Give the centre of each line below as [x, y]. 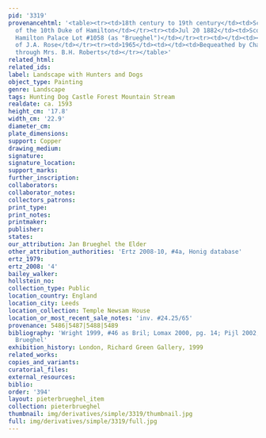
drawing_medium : [35, 148]
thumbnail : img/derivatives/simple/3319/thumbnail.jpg [101, 414]
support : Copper [35, 141]
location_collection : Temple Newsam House [79, 310]
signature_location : [42, 163]
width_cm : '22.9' [37, 119]
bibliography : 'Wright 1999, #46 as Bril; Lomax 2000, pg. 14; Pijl [123, 333]
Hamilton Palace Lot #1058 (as [67, 38]
